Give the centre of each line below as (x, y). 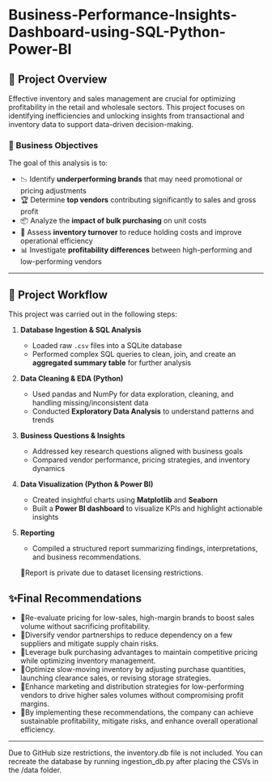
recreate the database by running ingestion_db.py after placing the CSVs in (134, 761)
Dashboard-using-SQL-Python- (117, 32)
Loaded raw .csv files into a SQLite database (107, 346)
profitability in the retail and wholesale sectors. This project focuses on (127, 107)
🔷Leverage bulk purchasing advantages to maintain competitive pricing (139, 652)
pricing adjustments (53, 191)
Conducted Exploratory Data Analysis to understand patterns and (143, 411)
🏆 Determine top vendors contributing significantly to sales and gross (138, 200)
